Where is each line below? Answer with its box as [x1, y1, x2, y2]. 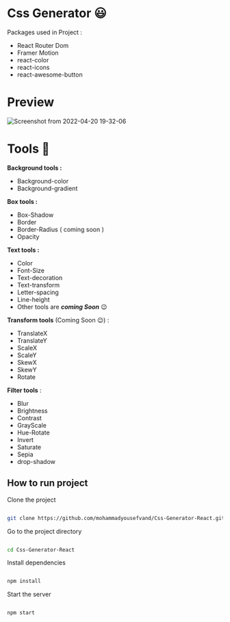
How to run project [7, 478, 88, 489]
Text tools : [7, 246, 40, 254]
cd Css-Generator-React [7, 546, 75, 553]
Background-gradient [16, 184, 78, 192]
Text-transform [16, 281, 60, 289]
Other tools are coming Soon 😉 [16, 302, 107, 311]
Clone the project [7, 495, 56, 504]
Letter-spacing [16, 288, 60, 296]
